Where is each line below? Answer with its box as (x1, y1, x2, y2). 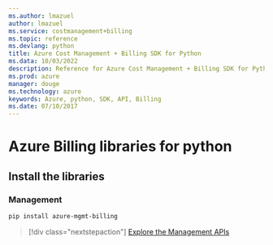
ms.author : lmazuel (8, 11, 75, 20)
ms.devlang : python (8, 42, 75, 50)
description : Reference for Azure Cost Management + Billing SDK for (8, 65, 249, 73)
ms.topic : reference (8, 34, 79, 43)
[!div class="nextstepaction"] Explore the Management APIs (28, 226, 230, 236)
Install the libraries (8, 170, 106, 183)
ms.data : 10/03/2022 (8, 58, 79, 66)
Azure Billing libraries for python (8, 137, 232, 156)
